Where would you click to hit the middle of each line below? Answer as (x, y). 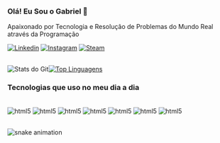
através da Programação (43, 34)
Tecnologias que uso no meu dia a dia (73, 88)
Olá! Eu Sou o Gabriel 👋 (48, 11)
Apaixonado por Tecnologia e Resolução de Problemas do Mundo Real (110, 27)
